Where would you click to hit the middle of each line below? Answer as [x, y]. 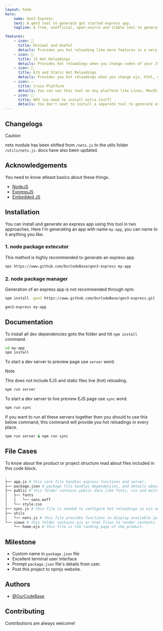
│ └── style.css [24, 504]
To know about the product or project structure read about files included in [80, 463]
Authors [18, 585]
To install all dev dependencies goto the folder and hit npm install [71, 334]
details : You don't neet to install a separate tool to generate [85, 104]
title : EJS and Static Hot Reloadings [57, 73]
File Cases [21, 451]
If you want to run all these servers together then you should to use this [76, 417]
